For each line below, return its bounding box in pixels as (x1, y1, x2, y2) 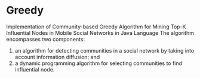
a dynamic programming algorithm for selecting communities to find (14, 60, 183, 67)
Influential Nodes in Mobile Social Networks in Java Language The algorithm (6, 29, 194, 36)
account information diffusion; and (14, 53, 100, 60)
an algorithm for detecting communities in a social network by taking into (14, 47, 195, 54)
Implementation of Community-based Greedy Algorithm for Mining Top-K (6, 23, 186, 30)
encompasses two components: (6, 35, 85, 43)
